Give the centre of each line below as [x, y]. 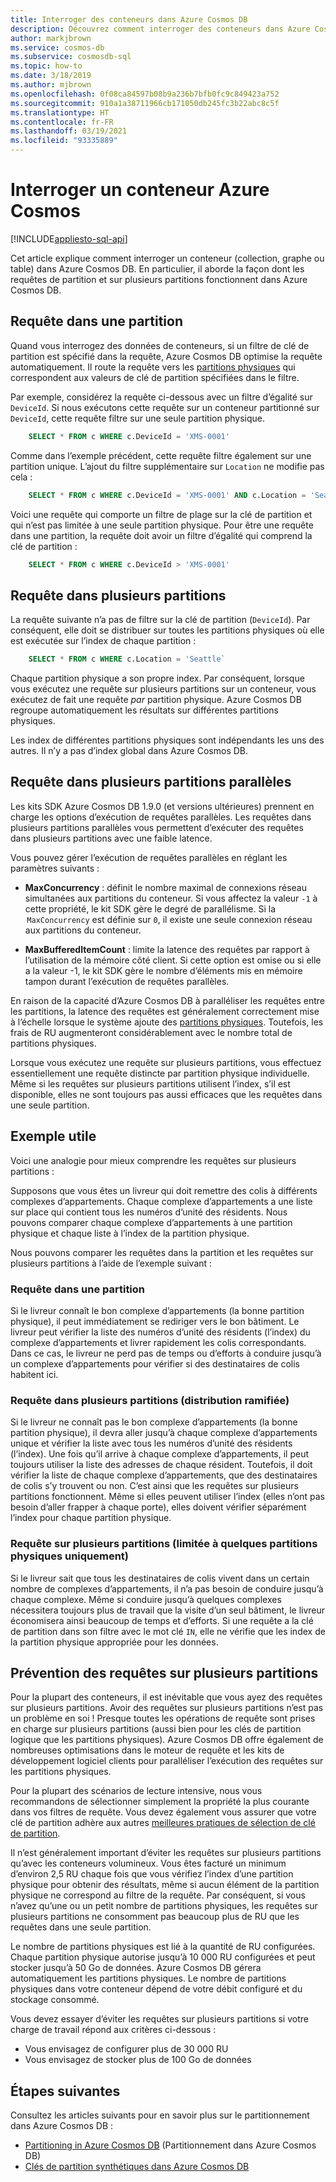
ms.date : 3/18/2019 [51, 76]
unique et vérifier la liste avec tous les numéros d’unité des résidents [151, 1443]
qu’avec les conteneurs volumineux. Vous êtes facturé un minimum [148, 1863]
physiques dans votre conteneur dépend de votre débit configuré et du [156, 1989]
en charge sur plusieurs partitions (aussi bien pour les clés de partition [156, 1729]
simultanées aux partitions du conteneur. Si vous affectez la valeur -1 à [171, 898]
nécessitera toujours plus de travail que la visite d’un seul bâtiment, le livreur [168, 1610]
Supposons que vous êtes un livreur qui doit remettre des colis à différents [164, 1190]
